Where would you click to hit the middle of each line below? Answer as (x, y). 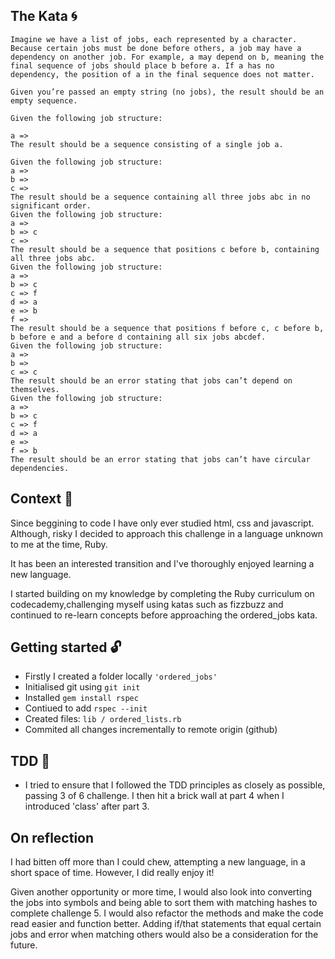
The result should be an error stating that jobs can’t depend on (151, 380)
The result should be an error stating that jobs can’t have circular (160, 459)
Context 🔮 (41, 499)
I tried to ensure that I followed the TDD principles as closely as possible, (175, 785)
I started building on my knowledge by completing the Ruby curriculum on (162, 593)
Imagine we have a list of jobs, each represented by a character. (154, 39)
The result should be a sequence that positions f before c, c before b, (167, 328)
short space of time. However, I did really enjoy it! (112, 873)
